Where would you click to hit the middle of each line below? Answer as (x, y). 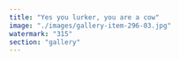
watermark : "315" (41, 34)
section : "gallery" (45, 42)
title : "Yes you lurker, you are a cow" (85, 17)
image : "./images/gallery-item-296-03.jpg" (90, 26)
